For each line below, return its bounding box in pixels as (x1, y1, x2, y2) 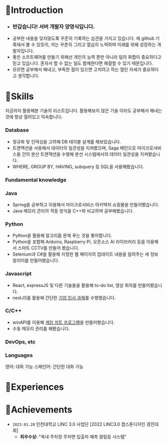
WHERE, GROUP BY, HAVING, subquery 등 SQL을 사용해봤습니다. (12, 163, 144, 169)
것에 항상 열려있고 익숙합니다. (5, 114, 63, 120)
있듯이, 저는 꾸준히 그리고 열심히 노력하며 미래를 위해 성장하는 (36, 42, 156, 48)
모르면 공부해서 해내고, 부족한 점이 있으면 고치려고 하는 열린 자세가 (12, 67, 142, 73)
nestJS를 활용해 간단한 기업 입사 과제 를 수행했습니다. (12, 295, 116, 300)
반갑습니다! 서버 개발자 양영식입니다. (12, 23, 95, 30)
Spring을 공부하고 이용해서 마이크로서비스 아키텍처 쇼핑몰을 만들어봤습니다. (12, 201, 160, 207)
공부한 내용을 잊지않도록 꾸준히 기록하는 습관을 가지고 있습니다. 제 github (12, 35, 155, 41)
